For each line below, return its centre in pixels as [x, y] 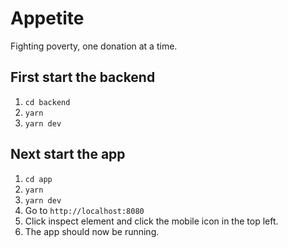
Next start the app [68, 154]
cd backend [47, 102]
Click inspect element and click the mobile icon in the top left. [151, 221]
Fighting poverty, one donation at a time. [94, 46]
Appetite [47, 18]
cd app [38, 179]
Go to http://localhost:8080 [84, 210]
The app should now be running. [92, 231]
